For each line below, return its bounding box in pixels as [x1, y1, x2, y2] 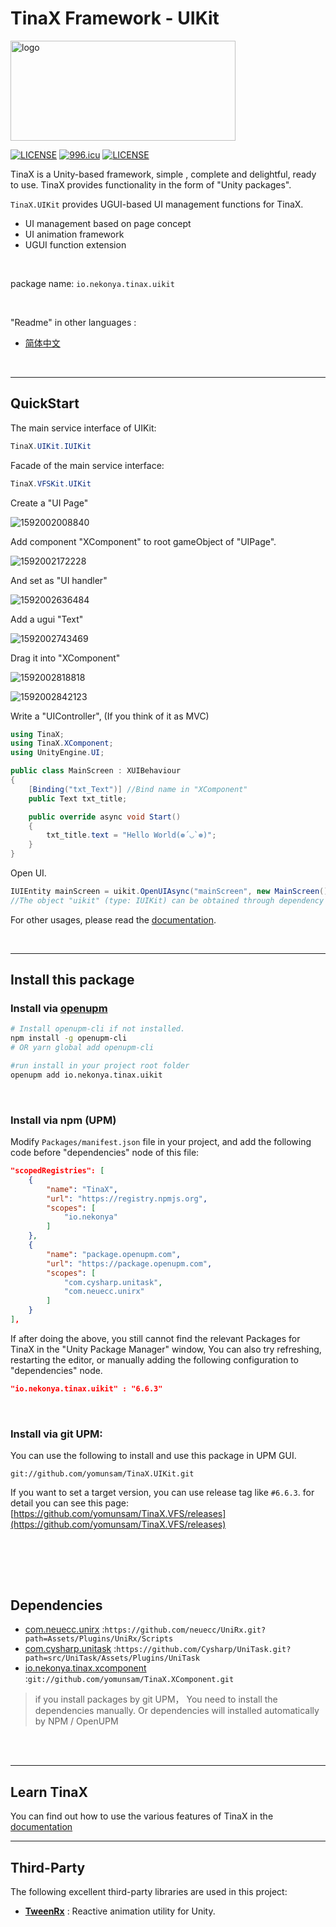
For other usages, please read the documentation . [10, 913, 217, 926]
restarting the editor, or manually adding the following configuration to [10, 1353, 299, 1366]
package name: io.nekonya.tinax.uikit [10, 277, 175, 289]
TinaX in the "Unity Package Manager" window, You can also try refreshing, [10, 1343, 322, 1355]
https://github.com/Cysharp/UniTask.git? [116, 1645, 292, 1655]
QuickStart [10, 395, 80, 412]
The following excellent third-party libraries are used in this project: [10, 1885, 288, 1897]
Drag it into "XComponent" [10, 652, 121, 664]
